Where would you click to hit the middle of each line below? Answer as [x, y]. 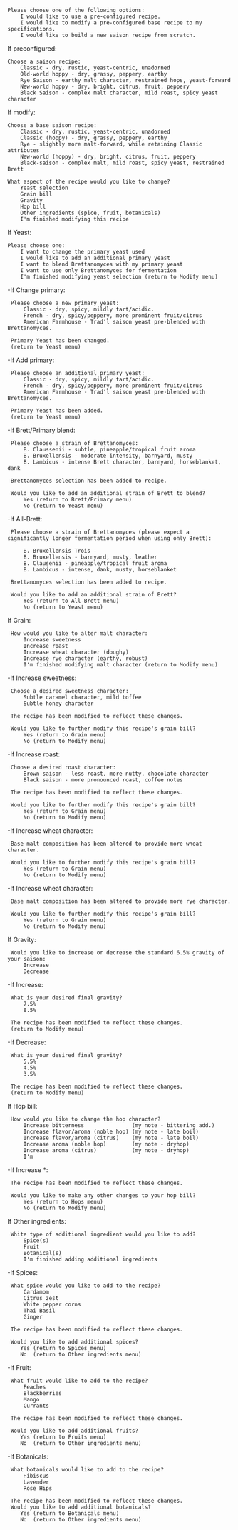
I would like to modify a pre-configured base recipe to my [111, 23]
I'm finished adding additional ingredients [90, 1259]
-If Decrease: [27, 1042]
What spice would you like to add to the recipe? [86, 1286]
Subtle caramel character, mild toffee [82, 697]
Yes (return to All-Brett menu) [71, 601]
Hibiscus [36, 1476]
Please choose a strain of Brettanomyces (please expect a [100, 532]
